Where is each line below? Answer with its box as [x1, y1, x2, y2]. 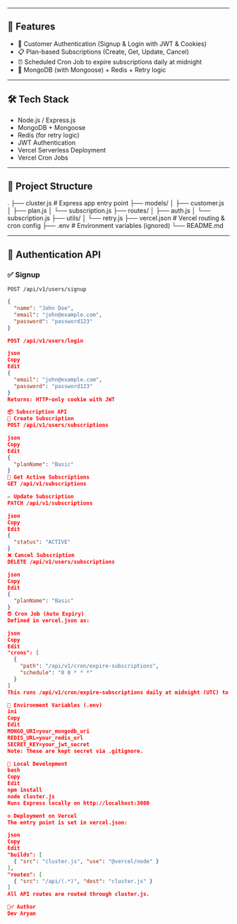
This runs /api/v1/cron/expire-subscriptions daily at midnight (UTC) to [7, 689, 229, 696]
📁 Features [7, 20, 56, 32]
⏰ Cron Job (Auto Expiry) [7, 611, 85, 618]
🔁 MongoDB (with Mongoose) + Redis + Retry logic [17, 65, 166, 74]
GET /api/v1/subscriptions [7, 481, 87, 488]
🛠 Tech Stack [7, 93, 69, 106]
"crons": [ [7, 649, 39, 656]
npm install [7, 786, 42, 793]
